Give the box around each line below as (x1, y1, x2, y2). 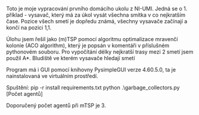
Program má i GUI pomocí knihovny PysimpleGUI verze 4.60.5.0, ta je (6, 66, 176, 73)
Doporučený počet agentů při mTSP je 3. (6, 102, 106, 109)
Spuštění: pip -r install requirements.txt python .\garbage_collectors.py (6, 84, 180, 91)
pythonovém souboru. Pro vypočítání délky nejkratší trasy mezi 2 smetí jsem (6, 48, 194, 55)
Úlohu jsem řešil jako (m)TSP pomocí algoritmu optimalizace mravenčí (6, 36, 178, 42)
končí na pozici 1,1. (6, 24, 52, 31)
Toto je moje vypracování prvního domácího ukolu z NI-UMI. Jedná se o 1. (6, 5, 188, 12)
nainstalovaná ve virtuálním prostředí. (6, 73, 98, 79)
